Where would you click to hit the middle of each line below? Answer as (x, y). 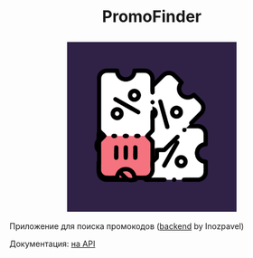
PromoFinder (152, 17)
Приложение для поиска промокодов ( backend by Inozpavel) (127, 226)
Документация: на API (52, 244)
